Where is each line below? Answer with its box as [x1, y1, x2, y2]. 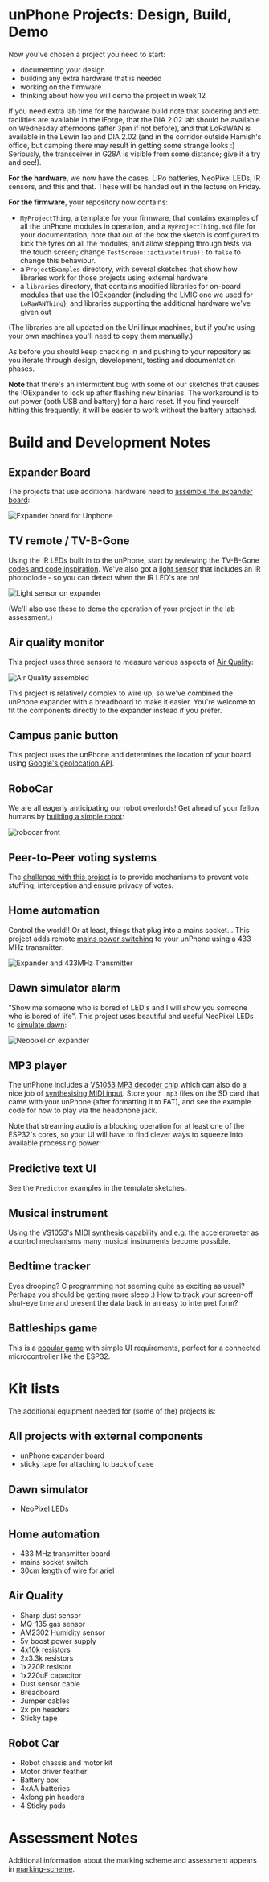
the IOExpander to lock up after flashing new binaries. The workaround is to [8, 388, 259, 398]
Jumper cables [19, 1696, 70, 1706]
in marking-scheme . [8, 1863, 75, 1873]
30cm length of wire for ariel [19, 1566, 115, 1575]
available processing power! [8, 1138, 102, 1148]
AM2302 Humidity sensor [19, 1628, 106, 1637]
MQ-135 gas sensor [19, 1619, 86, 1628]
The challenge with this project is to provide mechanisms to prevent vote [8, 872, 249, 881]
